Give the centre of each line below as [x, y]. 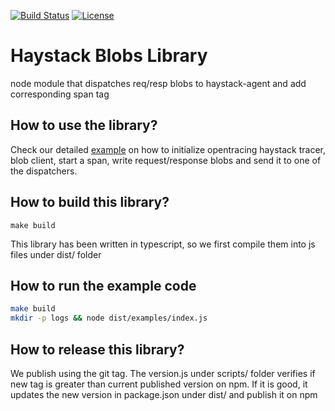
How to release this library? [97, 349]
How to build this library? [90, 202]
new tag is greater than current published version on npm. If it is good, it [159, 384]
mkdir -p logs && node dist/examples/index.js [109, 318]
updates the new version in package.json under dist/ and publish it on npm [164, 394]
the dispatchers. [44, 171]
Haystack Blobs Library [109, 56]
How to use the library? [84, 125]
